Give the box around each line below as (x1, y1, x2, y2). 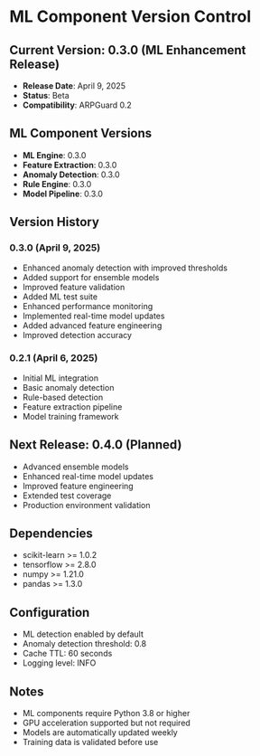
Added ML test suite (22, 291, 97, 302)
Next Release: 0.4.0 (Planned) (9, 437, 182, 453)
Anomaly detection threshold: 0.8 (22, 638, 147, 649)
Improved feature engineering (22, 480, 134, 491)
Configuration (9, 604, 90, 620)
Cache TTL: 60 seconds (22, 648, 113, 659)
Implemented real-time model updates (22, 310, 165, 321)
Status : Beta (22, 90, 70, 100)
